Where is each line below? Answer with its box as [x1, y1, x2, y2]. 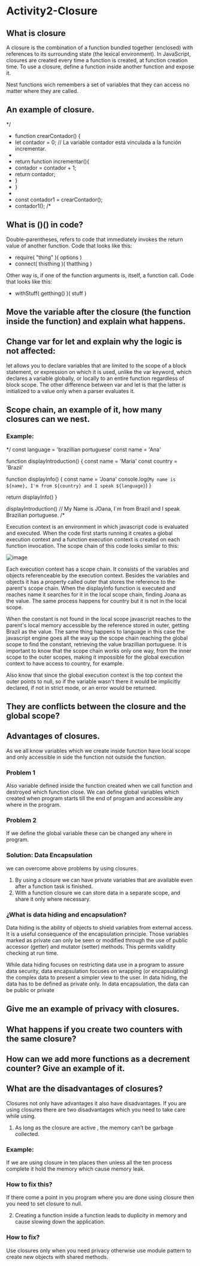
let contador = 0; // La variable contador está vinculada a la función [14, 138, 181, 146]
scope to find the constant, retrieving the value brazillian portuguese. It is [6, 640, 187, 648]
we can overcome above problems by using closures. [6, 864, 138, 872]
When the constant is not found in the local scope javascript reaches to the [6, 615, 192, 622]
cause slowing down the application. [14, 1218, 105, 1225]
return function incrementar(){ [14, 158, 90, 165]
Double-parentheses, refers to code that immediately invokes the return [6, 236, 183, 243]
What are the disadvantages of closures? [6, 1084, 163, 1094]
